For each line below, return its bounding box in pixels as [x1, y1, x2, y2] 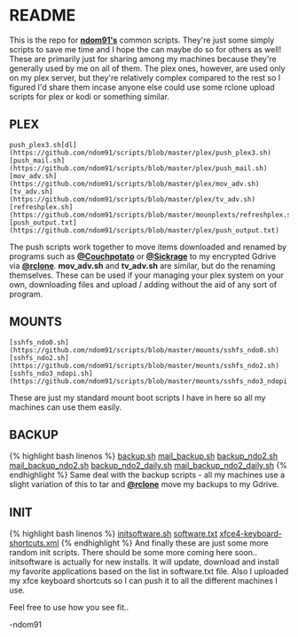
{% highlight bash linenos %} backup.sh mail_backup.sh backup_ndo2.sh [9, 451, 278, 461]
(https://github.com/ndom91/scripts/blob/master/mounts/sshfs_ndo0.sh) [9, 345, 279, 355]
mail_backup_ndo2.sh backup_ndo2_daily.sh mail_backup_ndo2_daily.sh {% [9, 460, 288, 471]
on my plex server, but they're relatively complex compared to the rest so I [9, 72, 281, 83]
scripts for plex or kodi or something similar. [9, 90, 170, 102]
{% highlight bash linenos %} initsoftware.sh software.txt [9, 529, 218, 539]
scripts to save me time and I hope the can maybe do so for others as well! [9, 43, 282, 54]
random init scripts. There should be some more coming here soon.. [9, 547, 258, 558]
